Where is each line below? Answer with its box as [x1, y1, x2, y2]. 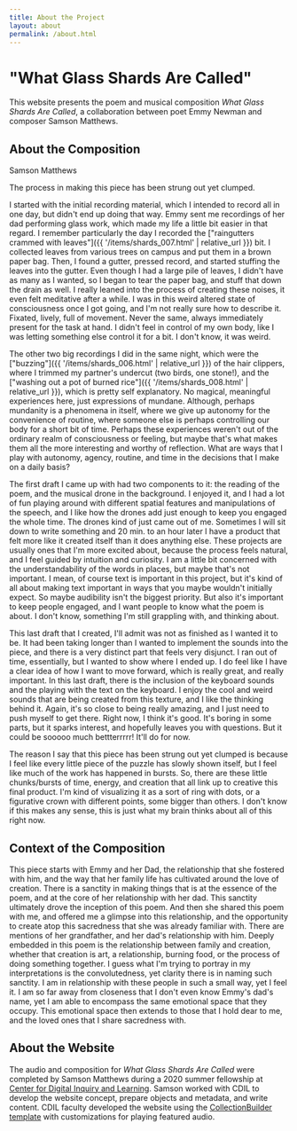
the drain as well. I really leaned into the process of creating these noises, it [9, 285, 285, 295]
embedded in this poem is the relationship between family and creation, [9, 939, 271, 950]
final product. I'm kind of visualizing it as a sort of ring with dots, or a [9, 787, 261, 797]
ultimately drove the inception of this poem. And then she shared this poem [9, 901, 285, 912]
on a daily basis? [9, 462, 71, 473]
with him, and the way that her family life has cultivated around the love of [9, 873, 279, 884]
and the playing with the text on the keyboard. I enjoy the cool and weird [9, 685, 273, 695]
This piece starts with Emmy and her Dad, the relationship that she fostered [9, 864, 285, 875]
